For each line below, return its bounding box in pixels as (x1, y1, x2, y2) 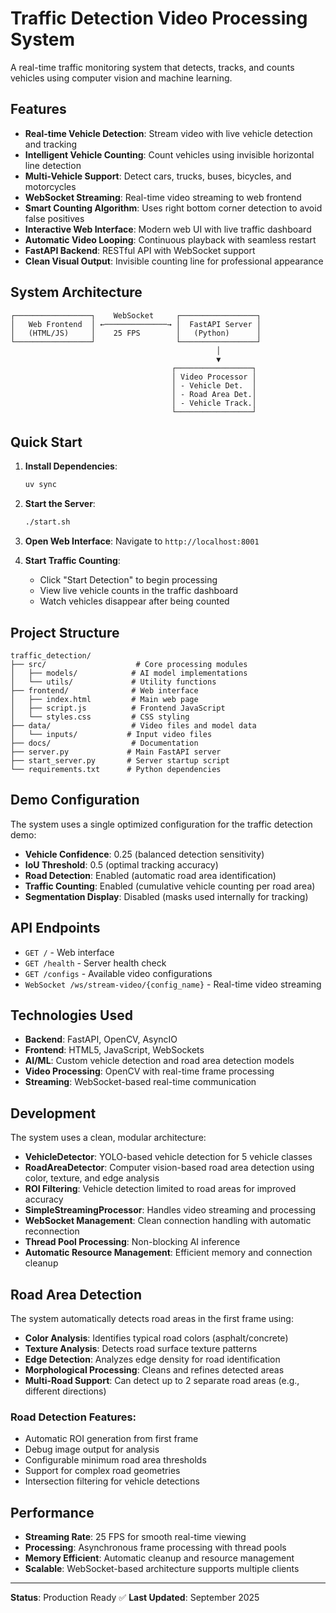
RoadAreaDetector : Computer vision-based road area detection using (24, 1162, 315, 1174)
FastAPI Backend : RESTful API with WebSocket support (24, 244, 256, 256)
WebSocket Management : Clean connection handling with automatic (24, 1215, 312, 1227)
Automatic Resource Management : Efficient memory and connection (24, 1247, 313, 1259)
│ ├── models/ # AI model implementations (10, 668, 248, 678)
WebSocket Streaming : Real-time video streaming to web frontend (24, 191, 302, 203)
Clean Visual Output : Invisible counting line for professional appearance (24, 255, 324, 267)
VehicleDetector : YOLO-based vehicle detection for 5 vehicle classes (24, 1151, 313, 1163)
